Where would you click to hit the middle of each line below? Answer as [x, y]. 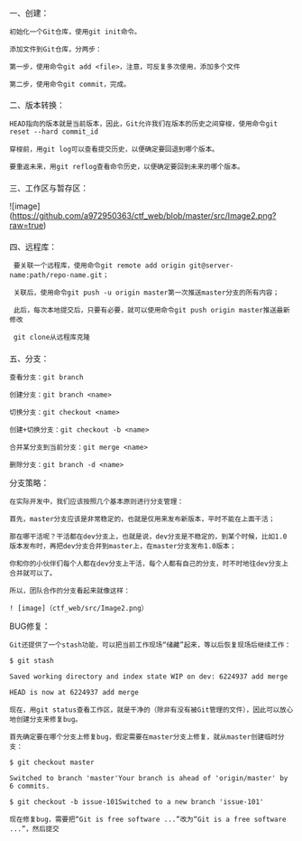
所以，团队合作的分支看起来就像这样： [70, 591]
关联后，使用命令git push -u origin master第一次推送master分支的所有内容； [146, 293]
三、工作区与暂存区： [49, 188]
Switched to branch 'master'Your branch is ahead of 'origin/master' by [149, 778]
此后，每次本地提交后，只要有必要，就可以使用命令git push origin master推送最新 [151, 311]
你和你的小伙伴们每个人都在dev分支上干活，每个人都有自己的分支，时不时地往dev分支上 [149, 564]
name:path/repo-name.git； [59, 276]
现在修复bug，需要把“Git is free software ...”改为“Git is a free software [148, 819]
